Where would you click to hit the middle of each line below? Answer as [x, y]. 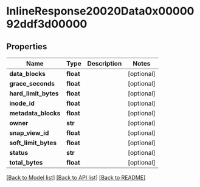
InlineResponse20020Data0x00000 [100, 11]
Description [105, 63]
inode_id [22, 103]
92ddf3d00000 [47, 24]
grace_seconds [32, 83]
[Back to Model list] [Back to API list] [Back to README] [76, 178]
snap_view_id [29, 133]
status [19, 153]
